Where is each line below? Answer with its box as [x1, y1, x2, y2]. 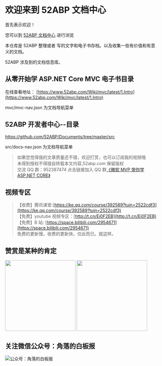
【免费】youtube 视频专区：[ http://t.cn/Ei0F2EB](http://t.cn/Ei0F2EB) [17, 213, 157, 219]
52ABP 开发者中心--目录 [5, 120, 79, 129]
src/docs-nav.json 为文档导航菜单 [5, 143, 73, 150]
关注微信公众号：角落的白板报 [5, 342, 95, 350]
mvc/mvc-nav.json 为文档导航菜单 [5, 104, 74, 111]
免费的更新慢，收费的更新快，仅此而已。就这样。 [17, 231, 116, 237]
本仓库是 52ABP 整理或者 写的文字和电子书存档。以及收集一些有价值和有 [5, 42, 151, 48]
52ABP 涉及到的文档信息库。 [5, 59, 63, 65]
